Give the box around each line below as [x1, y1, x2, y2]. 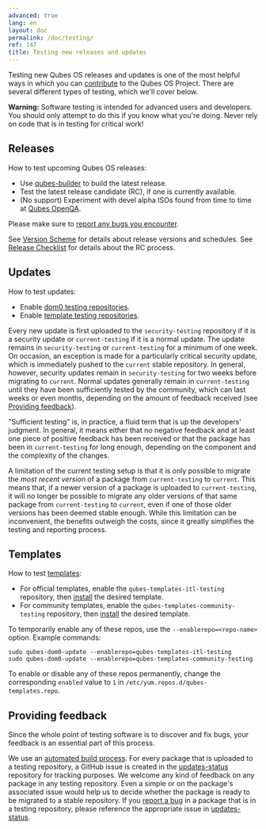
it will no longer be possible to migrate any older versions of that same [8, 491, 237, 500]
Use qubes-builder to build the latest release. [19, 178, 168, 188]
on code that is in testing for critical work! [8, 120, 144, 128]
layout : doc [8, 26, 47, 34]
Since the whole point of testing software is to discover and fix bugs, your [8, 730, 249, 740]
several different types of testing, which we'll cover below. [8, 87, 199, 96]
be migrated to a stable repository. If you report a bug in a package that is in [8, 796, 256, 805]
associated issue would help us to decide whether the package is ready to [8, 787, 251, 797]
